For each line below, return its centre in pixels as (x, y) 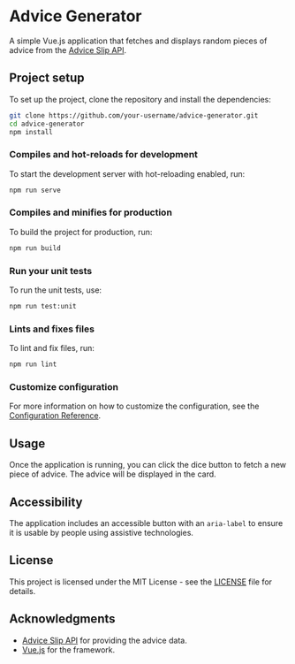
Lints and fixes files (52, 329)
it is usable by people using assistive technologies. (102, 532)
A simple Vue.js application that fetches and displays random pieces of (138, 41)
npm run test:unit (43, 307)
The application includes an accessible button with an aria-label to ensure (146, 523)
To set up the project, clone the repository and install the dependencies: (140, 99)
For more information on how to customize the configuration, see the (134, 406)
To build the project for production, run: (81, 232)
